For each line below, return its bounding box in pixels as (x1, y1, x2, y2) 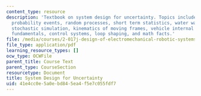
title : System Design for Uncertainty (6, 75, 103, 81)
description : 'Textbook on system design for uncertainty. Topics (6, 14, 175, 20)
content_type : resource (6, 8, 66, 15)
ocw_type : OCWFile (6, 53, 52, 59)
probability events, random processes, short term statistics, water (11, 20, 188, 26)
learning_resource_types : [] (6, 48, 79, 54)
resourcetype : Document (6, 70, 66, 76)
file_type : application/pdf (6, 42, 77, 48)
